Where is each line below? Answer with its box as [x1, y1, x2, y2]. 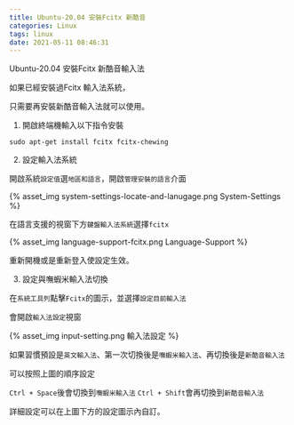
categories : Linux [9, 21, 77, 30]
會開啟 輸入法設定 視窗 [9, 312, 82, 323]
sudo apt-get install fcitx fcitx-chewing [9, 138, 169, 147]
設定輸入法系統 [21, 155, 77, 165]
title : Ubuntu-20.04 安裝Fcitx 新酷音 [9, 12, 147, 22]
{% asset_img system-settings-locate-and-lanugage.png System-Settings [9, 191, 282, 202]
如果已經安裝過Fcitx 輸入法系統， [9, 82, 131, 93]
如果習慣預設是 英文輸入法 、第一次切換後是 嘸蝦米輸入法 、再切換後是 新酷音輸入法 [9, 349, 286, 360]
